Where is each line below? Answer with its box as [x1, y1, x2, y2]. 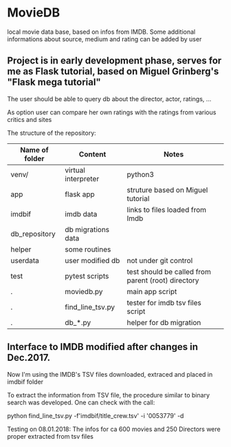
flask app [65, 189, 95, 199]
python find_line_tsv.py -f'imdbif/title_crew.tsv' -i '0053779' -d [7, 411, 184, 419]
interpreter [65, 174, 100, 183]
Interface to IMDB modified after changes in [7, 341, 198, 353]
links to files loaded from [126, 205, 207, 214]
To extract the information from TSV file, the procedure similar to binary [7, 391, 210, 399]
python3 [126, 169, 155, 179]
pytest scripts [65, 271, 109, 280]
